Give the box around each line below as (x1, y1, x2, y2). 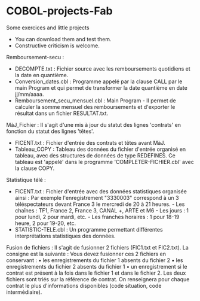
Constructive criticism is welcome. (14, 42, 100, 49)
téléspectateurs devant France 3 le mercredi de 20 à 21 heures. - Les (14, 200, 185, 208)
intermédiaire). (6, 288, 42, 296)
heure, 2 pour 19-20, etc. (14, 220, 76, 227)
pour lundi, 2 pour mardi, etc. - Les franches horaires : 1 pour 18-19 (14, 213, 180, 220)
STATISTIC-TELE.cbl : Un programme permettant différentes (14, 226, 163, 233)
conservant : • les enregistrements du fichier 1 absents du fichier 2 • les (6, 256, 183, 264)
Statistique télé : (6, 176, 46, 183)
